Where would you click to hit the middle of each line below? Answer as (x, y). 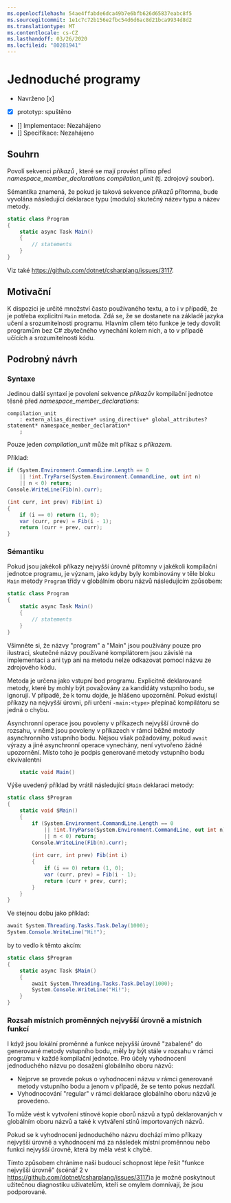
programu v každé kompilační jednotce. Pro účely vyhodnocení (97, 1059)
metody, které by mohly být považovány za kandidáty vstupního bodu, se (111, 687)
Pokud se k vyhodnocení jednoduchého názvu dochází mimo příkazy (105, 1135)
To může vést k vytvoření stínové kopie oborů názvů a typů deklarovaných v (115, 1114)
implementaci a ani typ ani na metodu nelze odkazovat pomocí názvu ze (109, 660)
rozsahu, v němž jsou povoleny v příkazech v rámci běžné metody (101, 730)
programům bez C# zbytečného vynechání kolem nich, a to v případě (105, 330)
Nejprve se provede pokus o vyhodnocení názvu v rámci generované (115, 1079)
